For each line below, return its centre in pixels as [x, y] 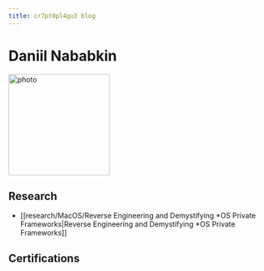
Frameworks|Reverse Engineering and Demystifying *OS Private [128, 224]
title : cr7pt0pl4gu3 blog [52, 16]
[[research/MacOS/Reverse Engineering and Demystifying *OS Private [138, 216]
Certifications [44, 258]
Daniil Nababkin [63, 55]
